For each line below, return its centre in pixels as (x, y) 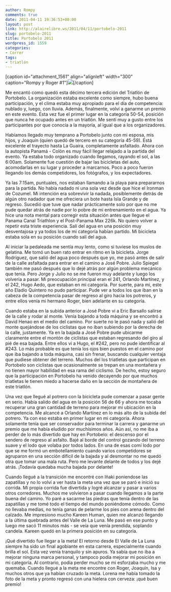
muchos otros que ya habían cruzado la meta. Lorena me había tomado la (83, 574)
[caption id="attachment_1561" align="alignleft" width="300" (69, 76)
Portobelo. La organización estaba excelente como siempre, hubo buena (82, 98)
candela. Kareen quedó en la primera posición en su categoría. (71, 531)
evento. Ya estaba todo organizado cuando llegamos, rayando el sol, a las (83, 157)
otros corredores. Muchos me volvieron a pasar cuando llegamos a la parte (84, 493)
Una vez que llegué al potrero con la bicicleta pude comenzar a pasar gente (85, 397)
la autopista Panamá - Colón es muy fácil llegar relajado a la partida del (80, 151)
